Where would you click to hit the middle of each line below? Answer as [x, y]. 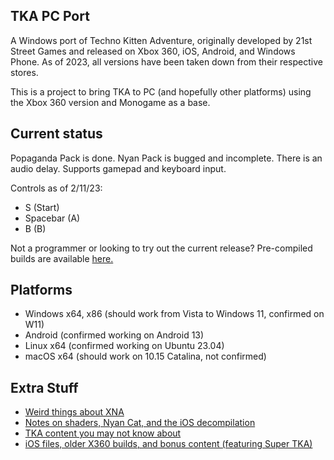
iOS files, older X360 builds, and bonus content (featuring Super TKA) [168, 444]
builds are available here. [62, 258]
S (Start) [42, 207]
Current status [56, 134]
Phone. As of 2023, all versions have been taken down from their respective [166, 61]
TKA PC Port [50, 16]
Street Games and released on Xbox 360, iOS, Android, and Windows [153, 51]
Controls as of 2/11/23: [56, 188]
